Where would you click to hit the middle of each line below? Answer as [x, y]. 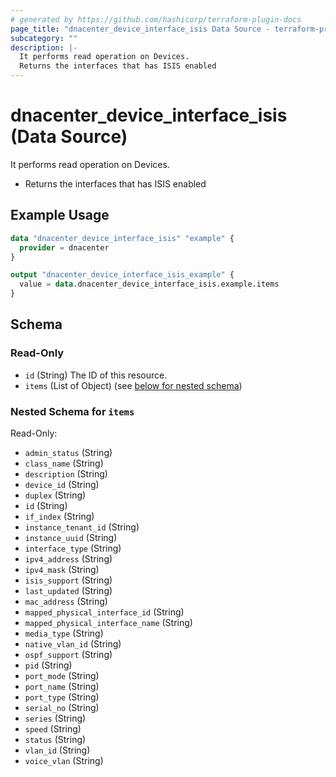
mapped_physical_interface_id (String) [104, 612]
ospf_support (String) [68, 654]
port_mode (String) [62, 675]
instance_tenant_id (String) [82, 527]
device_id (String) [62, 484]
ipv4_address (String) [68, 558]
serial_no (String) [62, 707]
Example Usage [60, 215]
